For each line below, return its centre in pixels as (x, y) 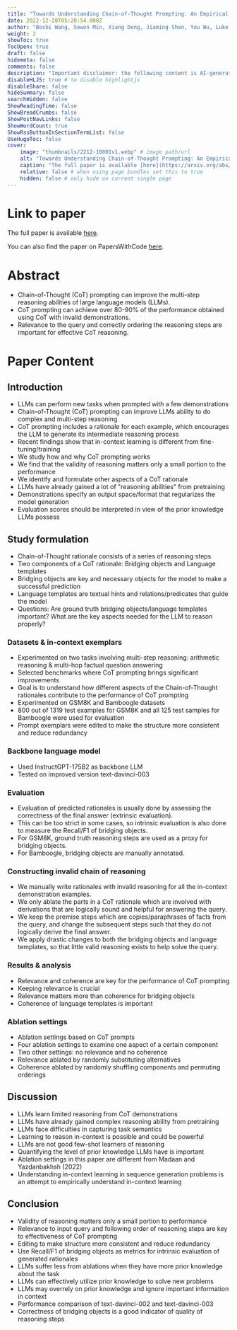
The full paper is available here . (53, 233)
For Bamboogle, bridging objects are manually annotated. (101, 853)
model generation (43, 502)
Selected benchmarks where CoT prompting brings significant (108, 672)
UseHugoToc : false (34, 139)
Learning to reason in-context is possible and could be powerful (111, 1136)
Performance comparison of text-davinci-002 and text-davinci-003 (115, 1304)
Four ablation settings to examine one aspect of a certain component (118, 1044)
